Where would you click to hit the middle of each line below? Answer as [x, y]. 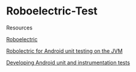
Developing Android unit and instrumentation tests [68, 62]
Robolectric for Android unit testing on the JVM [64, 51]
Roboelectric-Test [52, 11]
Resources [19, 28]
